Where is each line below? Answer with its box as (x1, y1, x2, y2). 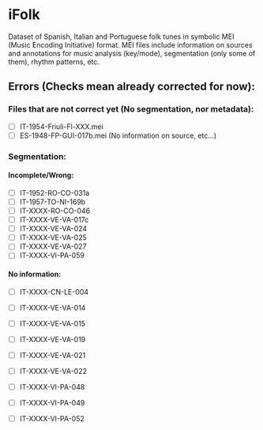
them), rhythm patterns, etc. (8, 57, 100, 67)
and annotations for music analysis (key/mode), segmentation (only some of (8, 48, 256, 58)
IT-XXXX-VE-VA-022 (19, 366, 87, 375)
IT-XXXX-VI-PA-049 (19, 398, 85, 408)
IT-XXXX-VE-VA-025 (19, 233, 87, 242)
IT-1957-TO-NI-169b (19, 196, 86, 207)
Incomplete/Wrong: (8, 170, 74, 180)
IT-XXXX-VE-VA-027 (19, 242, 87, 251)
